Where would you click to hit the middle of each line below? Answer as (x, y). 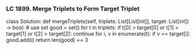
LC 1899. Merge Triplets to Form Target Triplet (73, 9)
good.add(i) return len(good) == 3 (47, 40)
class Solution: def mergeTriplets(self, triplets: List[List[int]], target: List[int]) (98, 22)
